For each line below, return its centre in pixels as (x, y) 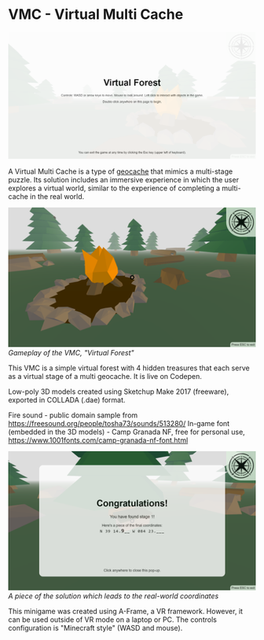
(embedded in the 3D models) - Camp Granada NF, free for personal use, (126, 432)
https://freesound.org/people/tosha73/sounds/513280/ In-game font (119, 423)
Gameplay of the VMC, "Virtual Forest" (71, 352)
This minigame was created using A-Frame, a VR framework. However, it (126, 612)
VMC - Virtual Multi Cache (96, 15)
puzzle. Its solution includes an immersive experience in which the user (124, 180)
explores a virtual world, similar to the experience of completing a (114, 188)
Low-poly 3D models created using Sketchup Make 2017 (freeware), (119, 392)
